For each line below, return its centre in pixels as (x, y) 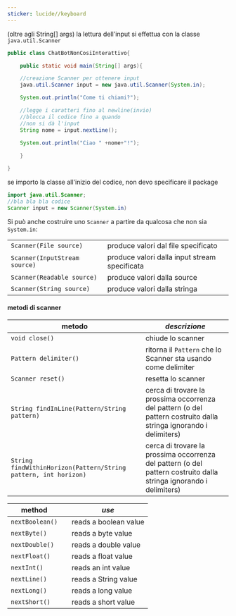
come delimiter (170, 367)
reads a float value (102, 556)
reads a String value (105, 579)
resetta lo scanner (175, 378)
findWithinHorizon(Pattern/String (68, 467)
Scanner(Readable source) (54, 277)
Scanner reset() (38, 378)
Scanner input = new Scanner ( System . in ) (67, 208)
